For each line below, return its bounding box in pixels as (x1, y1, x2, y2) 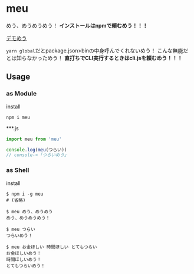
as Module (6, 90, 37, 98)
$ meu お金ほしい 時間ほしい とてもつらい (6, 244, 97, 250)
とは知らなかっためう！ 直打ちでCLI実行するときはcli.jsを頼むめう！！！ (6, 54, 183, 61)
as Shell (6, 166, 29, 174)
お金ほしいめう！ (6, 250, 42, 256)
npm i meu (6, 114, 31, 120)
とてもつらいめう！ (6, 263, 45, 269)
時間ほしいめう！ (6, 256, 42, 262)
